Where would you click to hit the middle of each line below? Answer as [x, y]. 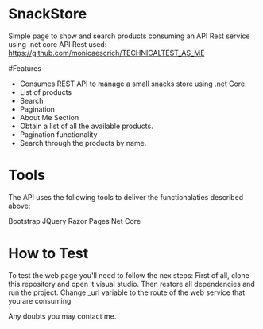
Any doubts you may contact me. [62, 316]
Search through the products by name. [83, 143]
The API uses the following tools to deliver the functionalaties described [126, 197]
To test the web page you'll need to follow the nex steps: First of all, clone [129, 275]
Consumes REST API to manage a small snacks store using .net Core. [133, 84]
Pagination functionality [58, 134]
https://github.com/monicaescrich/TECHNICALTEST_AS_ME [106, 53]
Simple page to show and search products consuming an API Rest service [129, 36]
